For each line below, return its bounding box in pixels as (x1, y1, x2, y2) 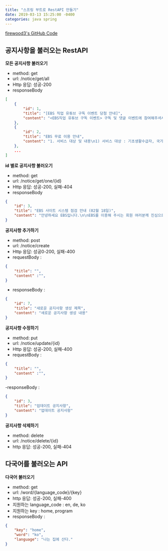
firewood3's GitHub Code (5, 31, 58, 37)
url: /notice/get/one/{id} (12, 178, 61, 184)
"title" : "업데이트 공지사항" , (14, 403, 71, 408)
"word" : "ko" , (14, 532, 43, 537)
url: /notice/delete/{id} (12, 437, 58, 443)
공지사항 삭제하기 (5, 422, 39, 428)
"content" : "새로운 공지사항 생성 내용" (14, 311, 88, 316)
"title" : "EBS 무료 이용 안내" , (23, 134, 84, 139)
